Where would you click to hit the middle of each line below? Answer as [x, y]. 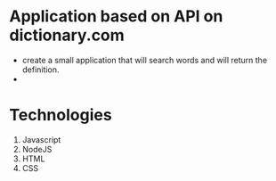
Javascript [41, 139]
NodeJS [37, 149]
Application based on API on [116, 16]
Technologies [61, 115]
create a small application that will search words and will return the [145, 60]
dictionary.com [67, 35]
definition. [41, 70]
